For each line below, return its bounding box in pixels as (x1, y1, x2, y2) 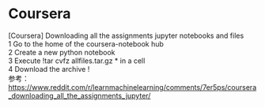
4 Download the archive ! (8, 64, 90, 73)
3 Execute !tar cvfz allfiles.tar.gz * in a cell (8, 56, 146, 65)
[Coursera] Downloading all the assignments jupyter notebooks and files (8, 31, 244, 40)
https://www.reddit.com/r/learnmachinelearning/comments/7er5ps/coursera (8, 82, 257, 91)
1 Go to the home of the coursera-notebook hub (8, 39, 165, 48)
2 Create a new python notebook (8, 47, 115, 57)
